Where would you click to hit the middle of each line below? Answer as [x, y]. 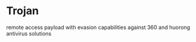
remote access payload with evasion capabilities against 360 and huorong [98, 27]
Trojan [23, 11]
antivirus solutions [29, 33]
